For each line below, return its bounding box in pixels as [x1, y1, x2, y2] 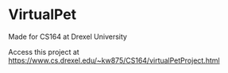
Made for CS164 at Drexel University [8, 32, 127, 41]
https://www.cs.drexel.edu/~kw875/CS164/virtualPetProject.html [8, 56, 220, 65]
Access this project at [8, 47, 79, 56]
